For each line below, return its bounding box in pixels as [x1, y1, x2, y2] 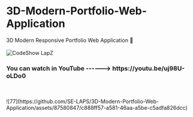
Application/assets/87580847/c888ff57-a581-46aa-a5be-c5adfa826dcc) [6, 104, 188, 112]
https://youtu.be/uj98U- [112, 64, 185, 72]
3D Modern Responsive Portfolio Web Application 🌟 [6, 36, 134, 44]
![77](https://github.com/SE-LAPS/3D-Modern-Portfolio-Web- [6, 98, 159, 105]
